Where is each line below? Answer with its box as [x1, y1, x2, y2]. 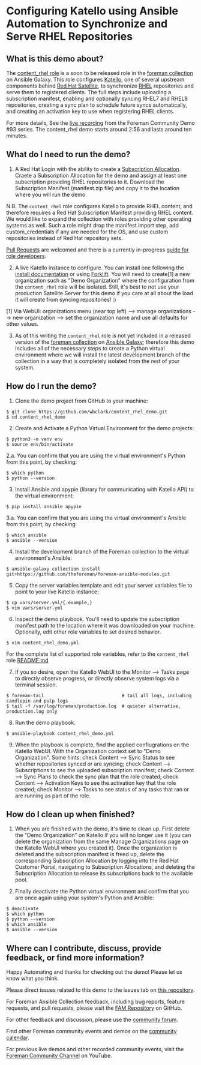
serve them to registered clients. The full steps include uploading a [6, 89, 172, 95]
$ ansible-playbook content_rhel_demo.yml [6, 730, 114, 736]
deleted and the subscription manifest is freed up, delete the [14, 851, 165, 858]
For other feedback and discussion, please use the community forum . [6, 1016, 178, 1024]
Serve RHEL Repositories [6, 30, 133, 43]
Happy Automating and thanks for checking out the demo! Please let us [6, 968, 183, 976]
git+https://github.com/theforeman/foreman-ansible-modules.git [6, 571, 170, 577]
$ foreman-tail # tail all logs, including [6, 692, 192, 698]
